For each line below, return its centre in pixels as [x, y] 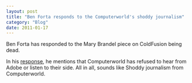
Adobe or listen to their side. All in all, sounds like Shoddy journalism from [95, 68]
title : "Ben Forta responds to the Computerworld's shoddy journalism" [95, 17]
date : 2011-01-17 [27, 28]
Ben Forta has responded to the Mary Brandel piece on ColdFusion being [94, 44]
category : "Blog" [27, 22]
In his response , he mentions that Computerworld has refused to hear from [96, 62]
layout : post [22, 11]
